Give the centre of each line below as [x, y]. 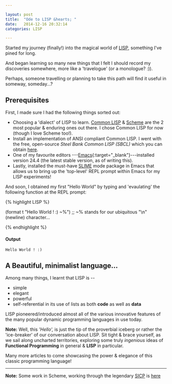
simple [20, 288]
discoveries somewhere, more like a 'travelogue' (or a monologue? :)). [79, 69]
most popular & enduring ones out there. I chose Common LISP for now [88, 128]
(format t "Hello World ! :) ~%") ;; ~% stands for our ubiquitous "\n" [76, 212]
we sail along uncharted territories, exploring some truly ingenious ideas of [84, 340]
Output [13, 239]
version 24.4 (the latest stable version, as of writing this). [73, 161]
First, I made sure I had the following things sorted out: [63, 113]
